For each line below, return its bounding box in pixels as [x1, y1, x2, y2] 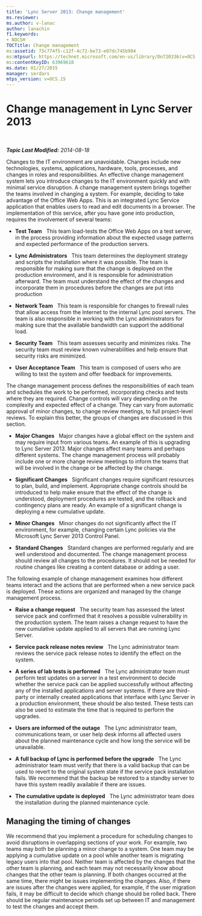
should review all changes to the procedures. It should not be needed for [14, 557, 196, 564]
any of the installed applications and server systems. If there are [14, 687, 175, 694]
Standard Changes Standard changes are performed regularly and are [14, 544, 194, 552]
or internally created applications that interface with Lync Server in [30, 693, 195, 701]
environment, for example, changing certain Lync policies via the [14, 526, 176, 534]
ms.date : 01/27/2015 [6, 65, 58, 71]
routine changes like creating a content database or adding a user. [14, 563, 180, 570]
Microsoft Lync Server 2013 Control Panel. [14, 532, 121, 540]
